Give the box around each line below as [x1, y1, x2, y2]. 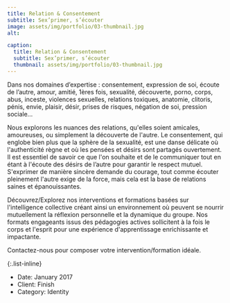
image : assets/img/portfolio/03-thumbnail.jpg [7, 23, 144, 30]
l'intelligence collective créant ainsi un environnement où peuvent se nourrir [7, 202, 224, 211]
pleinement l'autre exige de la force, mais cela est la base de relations [7, 175, 206, 183]
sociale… [7, 110, 33, 118]
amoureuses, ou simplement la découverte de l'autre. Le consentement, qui [7, 130, 223, 139]
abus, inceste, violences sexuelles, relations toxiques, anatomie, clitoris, [7, 95, 213, 103]
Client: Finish [17, 280, 55, 288]
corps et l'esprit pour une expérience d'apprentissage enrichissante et [7, 225, 209, 233]
